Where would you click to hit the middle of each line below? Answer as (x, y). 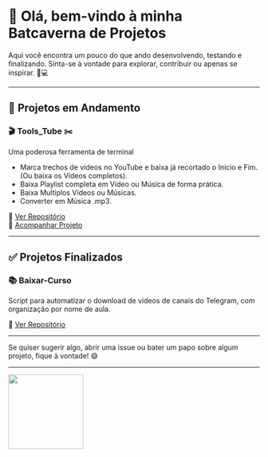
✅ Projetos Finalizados (66, 258)
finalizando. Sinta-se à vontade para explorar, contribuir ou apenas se (123, 64)
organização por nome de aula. (59, 309)
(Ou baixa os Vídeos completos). (73, 175)
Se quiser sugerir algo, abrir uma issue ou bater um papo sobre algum (123, 348)
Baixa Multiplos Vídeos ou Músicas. (78, 192)
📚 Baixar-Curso (40, 280)
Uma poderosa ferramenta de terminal (71, 151)
